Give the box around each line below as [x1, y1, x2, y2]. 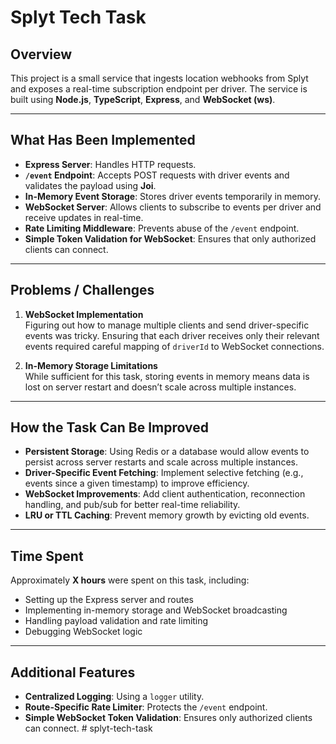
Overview [10, 46, 73, 63]
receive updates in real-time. [24, 211, 144, 223]
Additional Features [10, 664, 136, 681]
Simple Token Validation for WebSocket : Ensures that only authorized [24, 232, 317, 245]
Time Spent [10, 547, 84, 565]
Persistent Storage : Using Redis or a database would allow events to [24, 446, 310, 458]
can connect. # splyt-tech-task [24, 722, 153, 735]
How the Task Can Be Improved [10, 419, 209, 436]
